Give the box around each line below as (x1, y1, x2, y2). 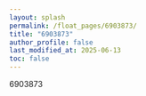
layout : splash (9, 12, 66, 22)
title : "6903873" (9, 29, 74, 38)
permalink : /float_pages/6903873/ (9, 21, 138, 30)
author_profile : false (9, 37, 93, 47)
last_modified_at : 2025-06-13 (9, 46, 122, 55)
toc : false (9, 54, 50, 63)
